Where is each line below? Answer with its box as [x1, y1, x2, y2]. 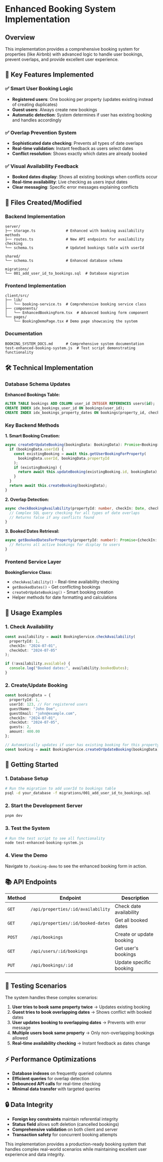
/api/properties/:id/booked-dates [31, 921, 111, 926]
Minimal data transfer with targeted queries [12, 1086, 100, 1092]
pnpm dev [5, 813, 23, 818]
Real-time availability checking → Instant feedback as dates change [12, 1040, 150, 1046]
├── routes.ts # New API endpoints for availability [5, 236, 145, 242]
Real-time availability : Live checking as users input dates [12, 179, 128, 185]
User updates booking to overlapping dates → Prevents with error [12, 1020, 146, 1025]
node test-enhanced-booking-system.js [5, 840, 83, 846]
